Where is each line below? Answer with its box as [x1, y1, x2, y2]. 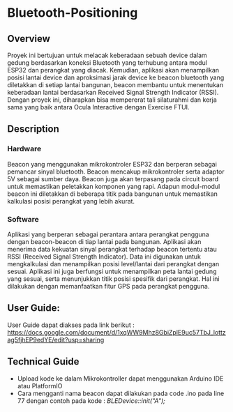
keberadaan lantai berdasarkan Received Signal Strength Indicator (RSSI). [7, 89, 219, 96]
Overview [7, 33, 51, 45]
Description [7, 123, 59, 135]
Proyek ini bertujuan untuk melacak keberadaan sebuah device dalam [7, 51, 207, 59]
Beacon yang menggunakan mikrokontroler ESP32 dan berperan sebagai [7, 160, 218, 168]
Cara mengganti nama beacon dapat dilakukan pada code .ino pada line [17, 389, 225, 397]
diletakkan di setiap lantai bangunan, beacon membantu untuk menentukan [7, 81, 224, 89]
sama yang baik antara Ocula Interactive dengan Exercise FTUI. [7, 103, 190, 111]
